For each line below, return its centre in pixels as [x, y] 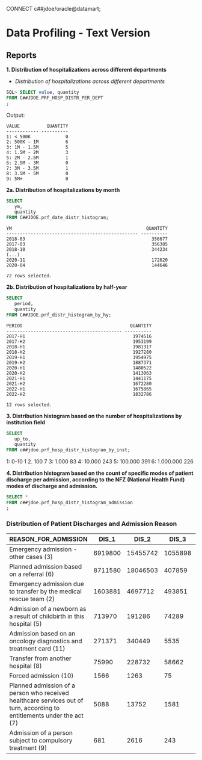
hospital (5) [26, 624]
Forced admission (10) [41, 676]
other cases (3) [31, 557]
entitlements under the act [46, 715]
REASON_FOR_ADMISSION [49, 539]
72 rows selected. [29, 276]
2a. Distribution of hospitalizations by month [63, 190]
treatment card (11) [37, 649]
